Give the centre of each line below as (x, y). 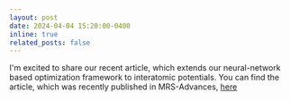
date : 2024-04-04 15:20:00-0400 (70, 26)
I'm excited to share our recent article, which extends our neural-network (145, 68)
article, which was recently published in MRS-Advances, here (123, 87)
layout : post (34, 17)
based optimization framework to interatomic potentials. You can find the (145, 78)
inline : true (34, 34)
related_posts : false (50, 42)
